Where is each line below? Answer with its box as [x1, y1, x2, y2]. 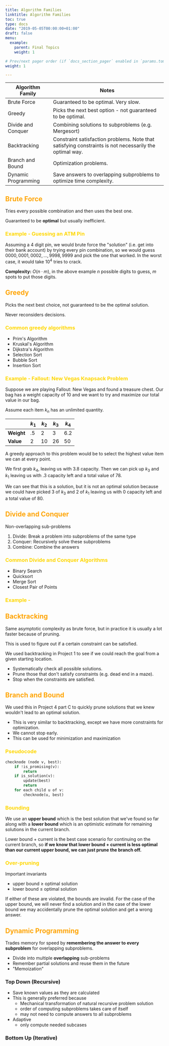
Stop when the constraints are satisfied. [12, 676, 96, 682]
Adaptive [12, 1017, 32, 1023]
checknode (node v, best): [5, 760, 62, 765]
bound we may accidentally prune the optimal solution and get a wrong [5, 906, 152, 913]
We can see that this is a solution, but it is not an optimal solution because [5, 484, 158, 489]
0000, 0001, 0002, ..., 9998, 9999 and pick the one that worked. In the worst [5, 253, 162, 259]
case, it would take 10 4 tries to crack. [5, 258, 82, 265]
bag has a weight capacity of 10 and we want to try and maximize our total [5, 392, 159, 398]
